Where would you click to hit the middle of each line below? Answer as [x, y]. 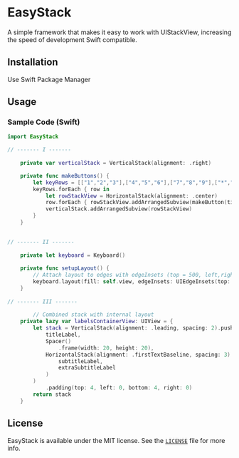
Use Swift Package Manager [49, 79]
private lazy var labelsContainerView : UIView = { [97, 322]
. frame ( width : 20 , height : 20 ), [106, 348]
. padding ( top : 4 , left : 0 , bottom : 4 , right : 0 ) [119, 388]
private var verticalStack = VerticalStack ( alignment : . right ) [116, 163]
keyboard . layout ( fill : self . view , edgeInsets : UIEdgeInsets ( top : [132, 282]
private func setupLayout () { [65, 268]
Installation [33, 62]
